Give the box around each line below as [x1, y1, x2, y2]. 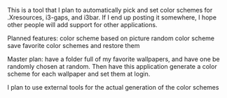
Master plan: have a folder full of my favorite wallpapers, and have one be [7, 55, 221, 63]
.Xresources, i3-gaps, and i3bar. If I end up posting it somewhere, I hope [7, 13, 217, 22]
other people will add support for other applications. [7, 21, 158, 28]
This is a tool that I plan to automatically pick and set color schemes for [7, 6, 213, 14]
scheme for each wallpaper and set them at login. [7, 70, 151, 78]
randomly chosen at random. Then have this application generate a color [7, 63, 217, 70]
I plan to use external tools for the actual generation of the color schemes [7, 83, 219, 91]
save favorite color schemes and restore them [7, 42, 140, 49]
